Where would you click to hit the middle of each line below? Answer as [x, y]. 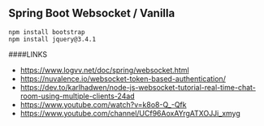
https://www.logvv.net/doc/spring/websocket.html [104, 70]
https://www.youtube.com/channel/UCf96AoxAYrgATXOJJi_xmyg [130, 113]
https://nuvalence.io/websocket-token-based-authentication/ [123, 78]
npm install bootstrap [47, 32]
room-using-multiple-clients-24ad [78, 96]
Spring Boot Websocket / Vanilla [92, 13]
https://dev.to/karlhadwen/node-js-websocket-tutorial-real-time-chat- [138, 87]
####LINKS [28, 54]
